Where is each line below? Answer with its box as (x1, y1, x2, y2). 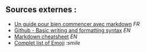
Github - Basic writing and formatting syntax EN (14, 27, 131, 34)
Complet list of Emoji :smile (14, 39, 80, 46)
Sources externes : (5, 5, 77, 15)
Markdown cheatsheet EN (14, 32, 77, 40)
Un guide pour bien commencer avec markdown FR (14, 20, 140, 27)
